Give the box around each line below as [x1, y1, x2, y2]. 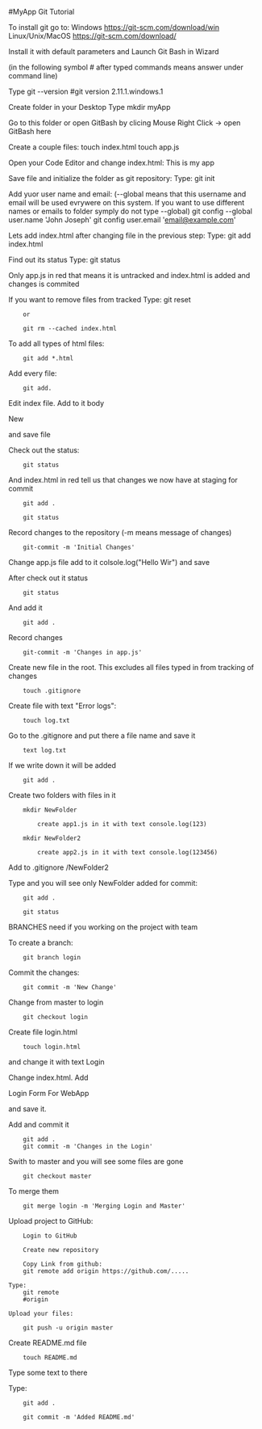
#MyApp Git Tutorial [8, 7, 75, 16]
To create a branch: [8, 938, 74, 947]
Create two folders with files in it [8, 790, 116, 799]
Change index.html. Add [8, 1073, 89, 1082]
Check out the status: [8, 445, 80, 455]
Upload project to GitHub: [8, 1216, 94, 1225]
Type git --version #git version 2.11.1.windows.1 [8, 86, 164, 96]
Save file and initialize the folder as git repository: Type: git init [8, 174, 215, 183]
